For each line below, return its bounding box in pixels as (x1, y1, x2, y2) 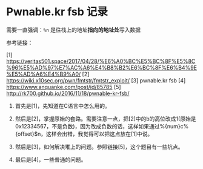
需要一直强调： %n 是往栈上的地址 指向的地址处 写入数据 (6, 26, 141, 33)
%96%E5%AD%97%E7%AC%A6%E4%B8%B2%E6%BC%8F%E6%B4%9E (6, 64, 198, 71)
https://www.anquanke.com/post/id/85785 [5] (6, 83, 121, 90)
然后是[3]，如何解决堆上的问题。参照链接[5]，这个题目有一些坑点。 (15, 143, 184, 150)
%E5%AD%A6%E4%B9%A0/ (6, 70, 81, 78)
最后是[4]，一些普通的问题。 (15, 156, 87, 163)
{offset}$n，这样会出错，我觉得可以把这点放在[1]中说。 (15, 130, 153, 138)
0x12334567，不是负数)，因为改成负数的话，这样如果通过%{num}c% (15, 122, 189, 130)
